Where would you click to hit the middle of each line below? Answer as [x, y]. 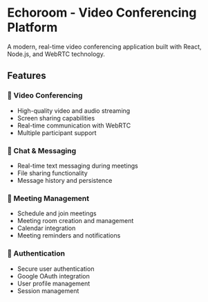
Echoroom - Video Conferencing [102, 13]
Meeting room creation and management [75, 221]
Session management [48, 291]
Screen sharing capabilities [56, 118]
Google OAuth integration [53, 276]
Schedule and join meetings [57, 213]
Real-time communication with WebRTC [74, 125]
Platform [32, 27]
